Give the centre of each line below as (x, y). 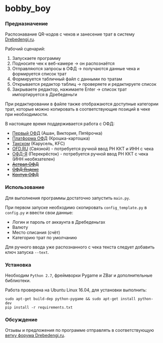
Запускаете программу (36, 58)
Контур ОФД (25, 175)
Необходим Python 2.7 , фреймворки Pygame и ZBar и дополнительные (79, 275)
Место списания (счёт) (36, 232)
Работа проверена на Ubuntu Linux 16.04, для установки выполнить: (76, 290)
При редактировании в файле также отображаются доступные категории (82, 104)
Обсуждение (21, 320)
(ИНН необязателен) (33, 159)
